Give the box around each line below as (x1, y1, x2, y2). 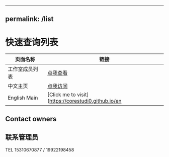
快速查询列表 (5, 36, 59, 48)
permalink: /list (5, 15, 54, 23)
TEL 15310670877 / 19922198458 (5, 146, 74, 152)
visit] (77, 91, 89, 98)
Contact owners (5, 114, 57, 123)
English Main (8, 94, 38, 101)
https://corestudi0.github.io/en (49, 98, 122, 105)
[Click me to (47, 91, 76, 98)
